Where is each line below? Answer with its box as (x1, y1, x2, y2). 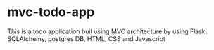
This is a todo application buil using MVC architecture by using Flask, (7, 27, 208, 35)
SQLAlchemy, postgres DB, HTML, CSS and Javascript (7, 34, 165, 42)
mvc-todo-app (7, 4, 95, 20)
